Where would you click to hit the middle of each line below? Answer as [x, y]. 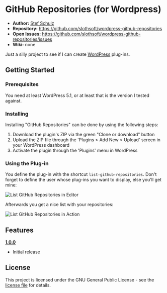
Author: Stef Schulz [33, 23]
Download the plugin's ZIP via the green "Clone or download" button [83, 134]
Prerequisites [22, 84]
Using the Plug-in [27, 163]
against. [13, 101]
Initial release [26, 252]
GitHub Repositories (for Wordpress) [83, 9]
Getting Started [30, 70]
